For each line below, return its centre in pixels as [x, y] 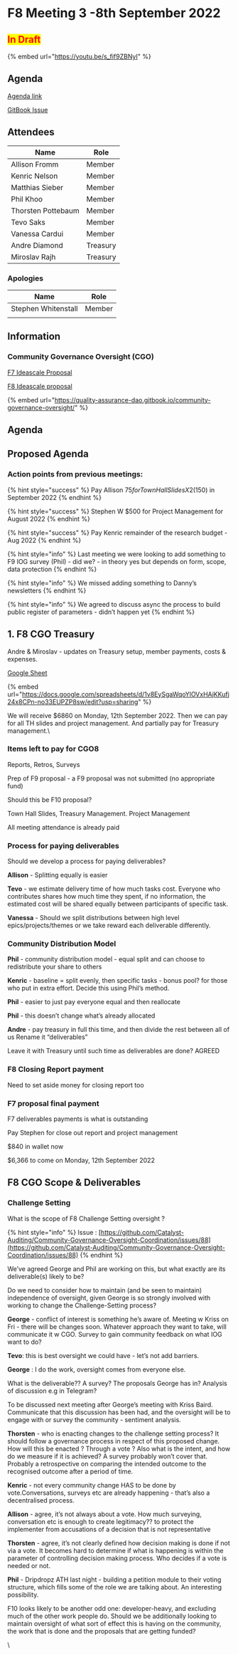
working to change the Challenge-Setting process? [82, 1305]
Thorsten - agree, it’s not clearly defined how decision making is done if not [119, 1542]
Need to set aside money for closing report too [76, 1085]
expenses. [22, 659]
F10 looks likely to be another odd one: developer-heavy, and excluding [112, 1608]
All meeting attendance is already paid [63, 827]
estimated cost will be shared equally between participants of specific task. [118, 904]
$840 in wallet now [36, 1146]
